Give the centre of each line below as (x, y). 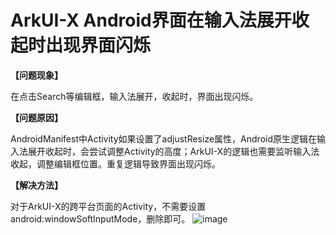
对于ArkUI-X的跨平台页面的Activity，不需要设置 (108, 206)
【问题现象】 (36, 75)
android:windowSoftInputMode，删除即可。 (100, 218)
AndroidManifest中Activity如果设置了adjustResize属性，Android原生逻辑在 (163, 138)
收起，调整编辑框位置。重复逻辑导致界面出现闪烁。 (115, 163)
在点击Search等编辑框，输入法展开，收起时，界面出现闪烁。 (134, 96)
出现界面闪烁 (98, 45)
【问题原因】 (36, 117)
